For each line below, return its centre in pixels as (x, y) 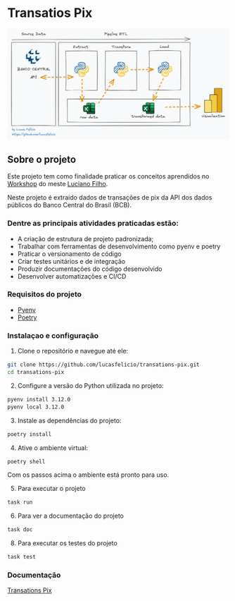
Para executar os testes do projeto (67, 543)
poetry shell (26, 461)
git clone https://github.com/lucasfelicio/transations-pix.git (103, 365)
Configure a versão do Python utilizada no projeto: (90, 385)
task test (22, 557)
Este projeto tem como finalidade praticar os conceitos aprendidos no (108, 176)
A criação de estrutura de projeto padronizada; (85, 238)
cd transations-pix (36, 372)
